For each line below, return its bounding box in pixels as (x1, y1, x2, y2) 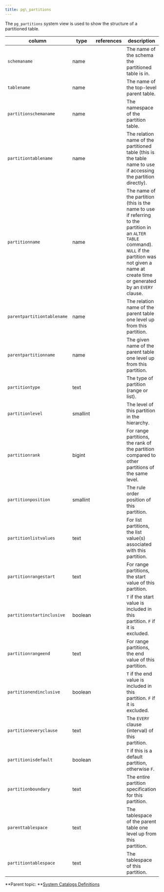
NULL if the (126, 247, 150, 254)
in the (126, 413, 140, 420)
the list (126, 529, 142, 535)
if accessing (126, 167, 155, 174)
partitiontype (7, 384, 41, 390)
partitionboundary (7, 786, 50, 792)
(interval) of (126, 727, 154, 734)
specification (126, 786, 156, 792)
